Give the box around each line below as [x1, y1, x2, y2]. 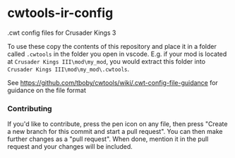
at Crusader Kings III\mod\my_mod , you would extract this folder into [7, 57, 206, 65]
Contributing [7, 103, 52, 113]
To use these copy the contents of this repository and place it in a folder [7, 42, 217, 50]
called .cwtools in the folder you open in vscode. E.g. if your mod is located [7, 50, 227, 58]
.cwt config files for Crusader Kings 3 [7, 28, 116, 37]
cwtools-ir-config [7, 5, 114, 21]
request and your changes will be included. [7, 142, 133, 151]
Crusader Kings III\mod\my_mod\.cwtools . [7, 64, 130, 73]
